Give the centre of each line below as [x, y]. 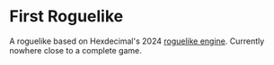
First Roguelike [66, 16]
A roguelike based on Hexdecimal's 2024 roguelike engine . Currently [137, 41]
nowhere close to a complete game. [75, 50]
